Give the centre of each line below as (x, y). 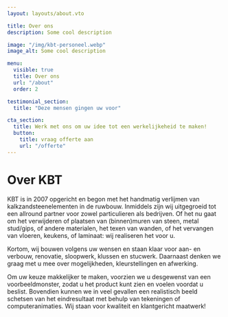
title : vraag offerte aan (57, 140)
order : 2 (26, 89)
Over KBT (35, 180)
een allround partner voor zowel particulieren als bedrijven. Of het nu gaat (112, 213)
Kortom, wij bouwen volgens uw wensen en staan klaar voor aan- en (104, 249)
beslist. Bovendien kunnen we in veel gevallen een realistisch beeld (102, 291)
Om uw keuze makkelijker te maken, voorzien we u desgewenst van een (109, 276)
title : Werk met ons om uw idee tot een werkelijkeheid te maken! (110, 127)
